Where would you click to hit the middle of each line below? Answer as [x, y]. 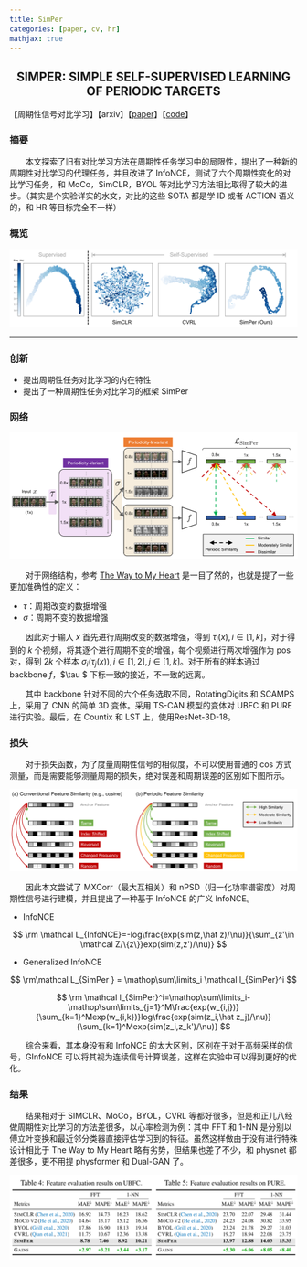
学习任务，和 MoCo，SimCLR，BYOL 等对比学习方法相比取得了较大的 [148, 185]
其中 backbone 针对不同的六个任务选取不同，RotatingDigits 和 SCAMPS [160, 694]
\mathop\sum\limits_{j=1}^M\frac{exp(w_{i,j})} [153, 1007]
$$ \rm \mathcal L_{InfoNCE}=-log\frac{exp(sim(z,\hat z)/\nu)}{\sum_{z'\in [153, 935]
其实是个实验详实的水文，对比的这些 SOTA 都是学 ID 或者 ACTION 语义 [162, 196]
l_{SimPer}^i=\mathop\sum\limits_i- [185, 997]
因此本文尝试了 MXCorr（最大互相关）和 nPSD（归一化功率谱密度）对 [157, 888]
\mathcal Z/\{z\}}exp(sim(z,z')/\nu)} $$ [153, 944]
